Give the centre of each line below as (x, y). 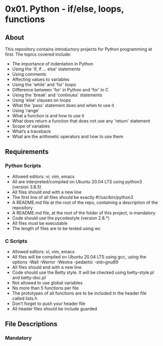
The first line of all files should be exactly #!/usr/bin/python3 (73, 197)
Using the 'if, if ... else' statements (46, 69)
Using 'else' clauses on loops (41, 100)
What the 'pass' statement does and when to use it (63, 105)
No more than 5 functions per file (45, 288)
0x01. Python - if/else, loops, (64, 9)
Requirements (27, 152)
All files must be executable (40, 223)
